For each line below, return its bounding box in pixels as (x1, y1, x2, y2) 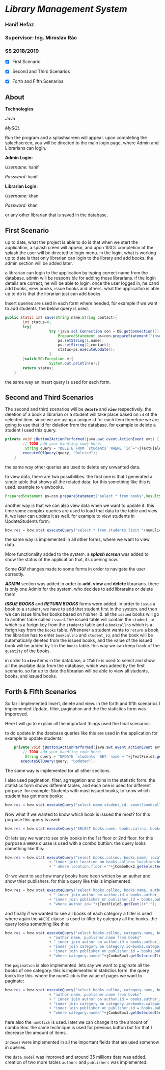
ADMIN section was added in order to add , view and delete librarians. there (5, 581, 159, 587)
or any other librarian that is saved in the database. (5, 212, 108, 218)
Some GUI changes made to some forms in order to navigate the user (5, 566, 146, 572)
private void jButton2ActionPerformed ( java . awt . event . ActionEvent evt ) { (5, 437, 160, 442)
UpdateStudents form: (5, 518, 50, 524)
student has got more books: (5, 793, 63, 799)
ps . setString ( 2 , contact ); (57, 342, 111, 348)
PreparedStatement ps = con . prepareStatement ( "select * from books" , (5, 494, 146, 499)
